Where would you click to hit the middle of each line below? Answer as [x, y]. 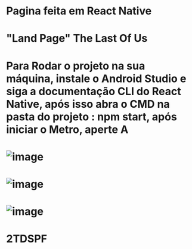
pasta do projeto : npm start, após [92, 116]
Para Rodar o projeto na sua [76, 66]
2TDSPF [27, 239]
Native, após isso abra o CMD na [88, 104]
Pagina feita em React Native [79, 11]
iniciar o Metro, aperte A [67, 129]
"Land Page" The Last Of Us [77, 39]
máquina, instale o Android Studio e [96, 78]
